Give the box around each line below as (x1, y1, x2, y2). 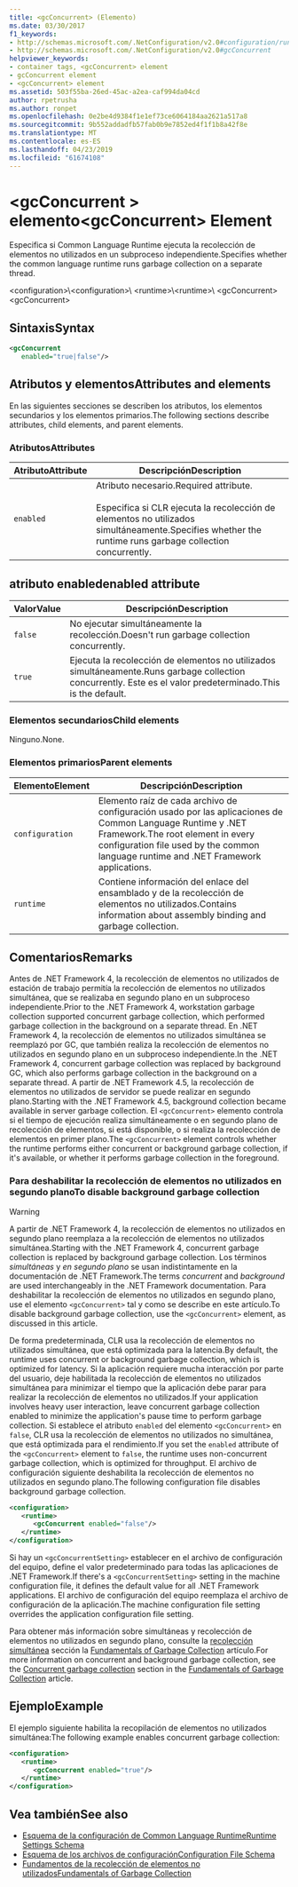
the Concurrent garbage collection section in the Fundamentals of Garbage (9, 1664, 284, 1674)
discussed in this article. (9, 1318, 98, 1328)
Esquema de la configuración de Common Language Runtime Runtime (21, 1830, 277, 1841)
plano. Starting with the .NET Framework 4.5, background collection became (9, 1096, 286, 1106)
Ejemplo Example (9, 1699, 104, 1714)
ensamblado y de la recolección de (98, 886, 244, 899)
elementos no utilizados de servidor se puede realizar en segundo (9, 1087, 251, 1098)
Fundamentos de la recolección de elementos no (21, 1859, 201, 1869)
